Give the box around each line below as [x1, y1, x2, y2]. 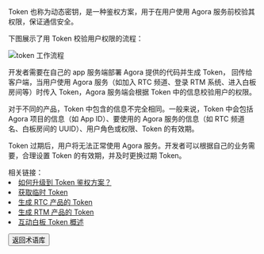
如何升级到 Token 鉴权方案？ [18, 178, 113, 187]
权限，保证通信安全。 [8, 17, 78, 26]
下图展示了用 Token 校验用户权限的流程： [8, 34, 144, 43]
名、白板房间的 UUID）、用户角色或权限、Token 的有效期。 [8, 124, 199, 133]
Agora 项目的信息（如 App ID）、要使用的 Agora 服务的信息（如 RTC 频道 [8, 114, 245, 123]
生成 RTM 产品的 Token [18, 207, 94, 217]
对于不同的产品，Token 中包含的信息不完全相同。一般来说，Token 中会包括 [8, 104, 254, 114]
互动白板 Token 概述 [18, 217, 85, 226]
